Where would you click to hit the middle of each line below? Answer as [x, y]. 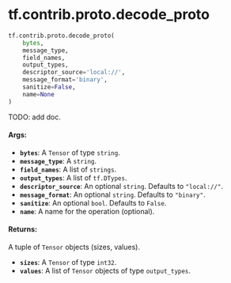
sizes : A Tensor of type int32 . [68, 262]
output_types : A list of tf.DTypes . [73, 177]
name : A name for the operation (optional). [87, 211]
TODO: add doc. [35, 117]
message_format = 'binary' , [65, 80]
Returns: [23, 229]
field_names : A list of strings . [68, 169]
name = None [39, 94]
